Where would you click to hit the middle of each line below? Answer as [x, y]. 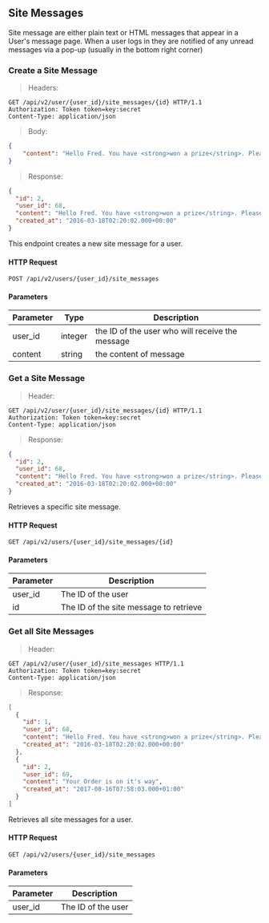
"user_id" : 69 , [48, 774]
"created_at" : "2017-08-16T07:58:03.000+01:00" [103, 789]
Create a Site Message [53, 70]
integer [74, 336]
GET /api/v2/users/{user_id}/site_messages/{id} [91, 542]
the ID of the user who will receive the [166, 331]
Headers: [43, 88]
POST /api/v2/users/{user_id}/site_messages [84, 279]
